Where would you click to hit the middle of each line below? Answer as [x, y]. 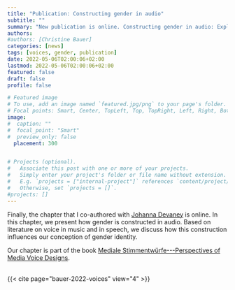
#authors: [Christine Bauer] [50, 40]
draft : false [26, 79]
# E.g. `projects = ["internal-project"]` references [90, 182]
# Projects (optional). [42, 162]
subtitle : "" [26, 20]
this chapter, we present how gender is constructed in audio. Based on [109, 222]
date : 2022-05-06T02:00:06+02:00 [56, 59]
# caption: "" [29, 124]
